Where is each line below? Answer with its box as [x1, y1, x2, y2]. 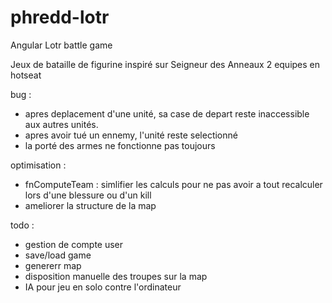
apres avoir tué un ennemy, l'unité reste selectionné [24, 129, 238, 141]
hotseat [10, 69, 42, 81]
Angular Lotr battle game [10, 39, 113, 51]
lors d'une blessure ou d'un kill [24, 189, 152, 201]
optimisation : [10, 159, 67, 171]
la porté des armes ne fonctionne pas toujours [24, 139, 216, 151]
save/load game [24, 249, 92, 261]
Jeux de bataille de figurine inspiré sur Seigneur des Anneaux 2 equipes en [10, 58, 321, 70]
